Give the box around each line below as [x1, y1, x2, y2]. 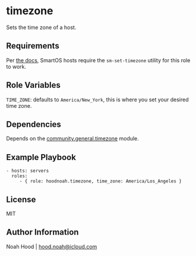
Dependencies [6, 119, 61, 129]
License [6, 194, 36, 204]
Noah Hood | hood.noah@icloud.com [6, 243, 97, 250]
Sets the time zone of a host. [6, 24, 77, 31]
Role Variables [6, 80, 61, 90]
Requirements [6, 41, 59, 51]
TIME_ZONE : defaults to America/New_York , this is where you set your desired [6, 96, 189, 103]
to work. [6, 63, 27, 70]
